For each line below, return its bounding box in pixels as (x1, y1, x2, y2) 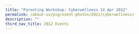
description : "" (5, 16, 39, 21)
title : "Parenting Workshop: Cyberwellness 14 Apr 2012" (5, 7, 128, 12)
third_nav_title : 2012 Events (5, 21, 69, 26)
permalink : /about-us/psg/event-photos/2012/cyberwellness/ (5, 12, 135, 17)
